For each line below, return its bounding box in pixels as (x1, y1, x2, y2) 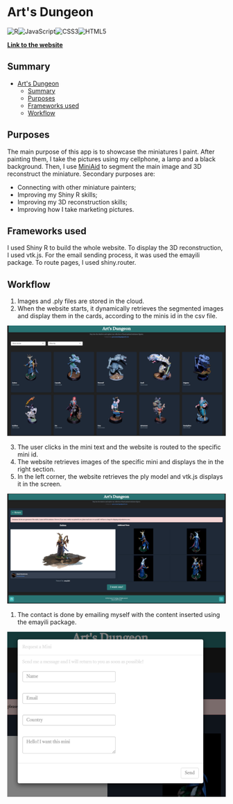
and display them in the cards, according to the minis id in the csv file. (17, 312, 218, 320)
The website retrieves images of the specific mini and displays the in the (17, 458, 224, 466)
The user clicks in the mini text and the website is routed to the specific (17, 443, 221, 452)
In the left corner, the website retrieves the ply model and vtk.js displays (17, 473, 223, 481)
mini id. (17, 450, 39, 459)
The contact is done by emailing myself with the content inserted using (17, 611, 221, 619)
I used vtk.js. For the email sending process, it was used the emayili (7, 251, 200, 259)
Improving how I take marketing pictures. (17, 205, 135, 213)
